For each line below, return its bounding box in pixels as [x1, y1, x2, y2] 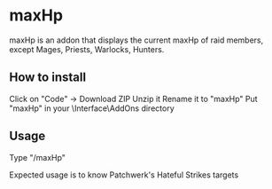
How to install [9, 70, 87, 85]
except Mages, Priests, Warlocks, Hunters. [9, 43, 165, 54]
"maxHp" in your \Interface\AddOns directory [9, 103, 175, 114]
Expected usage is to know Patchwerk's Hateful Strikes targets [9, 169, 239, 180]
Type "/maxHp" [9, 152, 66, 162]
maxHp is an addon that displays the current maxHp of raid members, [9, 35, 264, 45]
